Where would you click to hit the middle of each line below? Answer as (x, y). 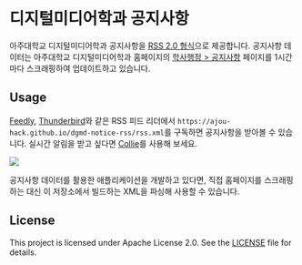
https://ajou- (204, 121)
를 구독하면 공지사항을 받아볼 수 (220, 132)
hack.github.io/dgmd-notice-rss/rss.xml (87, 133)
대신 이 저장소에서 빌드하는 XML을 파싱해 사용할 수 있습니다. (133, 191)
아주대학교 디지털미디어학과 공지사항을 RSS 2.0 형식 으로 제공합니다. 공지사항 (146, 46)
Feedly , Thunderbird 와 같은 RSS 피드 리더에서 (92, 120)
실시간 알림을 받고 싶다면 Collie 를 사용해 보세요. (113, 143)
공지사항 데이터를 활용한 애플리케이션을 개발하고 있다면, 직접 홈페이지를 (136, 179)
